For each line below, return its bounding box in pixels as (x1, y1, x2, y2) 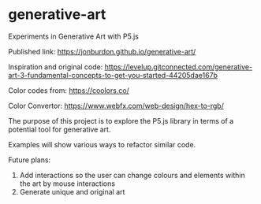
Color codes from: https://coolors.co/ (8, 85, 130, 95)
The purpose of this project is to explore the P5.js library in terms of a (8, 116, 234, 125)
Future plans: (8, 155, 51, 165)
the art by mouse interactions (19, 179, 116, 188)
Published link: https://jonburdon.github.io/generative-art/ (8, 46, 196, 56)
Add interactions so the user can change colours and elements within (19, 170, 246, 180)
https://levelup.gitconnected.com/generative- (104, 61, 253, 72)
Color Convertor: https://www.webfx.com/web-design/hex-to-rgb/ (8, 101, 225, 110)
